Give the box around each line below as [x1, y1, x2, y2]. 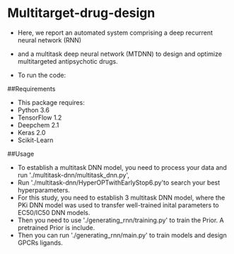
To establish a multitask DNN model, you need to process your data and [17, 163, 228, 171]
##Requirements [7, 84, 56, 93]
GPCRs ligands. [17, 238, 64, 247]
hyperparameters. [17, 185, 71, 194]
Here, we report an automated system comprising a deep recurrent [17, 28, 213, 37]
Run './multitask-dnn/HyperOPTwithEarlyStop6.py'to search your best [17, 178, 221, 187]
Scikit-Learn [17, 136, 54, 144]
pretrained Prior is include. [17, 223, 95, 231]
